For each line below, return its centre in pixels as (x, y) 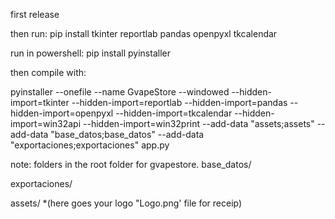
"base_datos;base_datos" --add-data (127, 134)
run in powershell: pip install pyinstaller (90, 53)
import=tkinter (40, 102)
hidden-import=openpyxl (62, 113)
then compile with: (48, 72)
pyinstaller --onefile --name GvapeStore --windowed (120, 92)
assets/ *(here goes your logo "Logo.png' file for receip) (126, 203)
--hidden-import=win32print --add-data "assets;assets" (199, 123)
